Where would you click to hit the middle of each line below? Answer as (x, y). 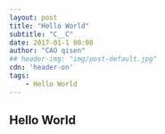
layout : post (33, 17)
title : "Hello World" (49, 26)
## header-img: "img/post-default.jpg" (83, 59)
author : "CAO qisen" (48, 51)
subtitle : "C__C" (41, 34)
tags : (19, 76)
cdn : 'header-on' (41, 68)
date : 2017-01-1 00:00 (51, 42)
